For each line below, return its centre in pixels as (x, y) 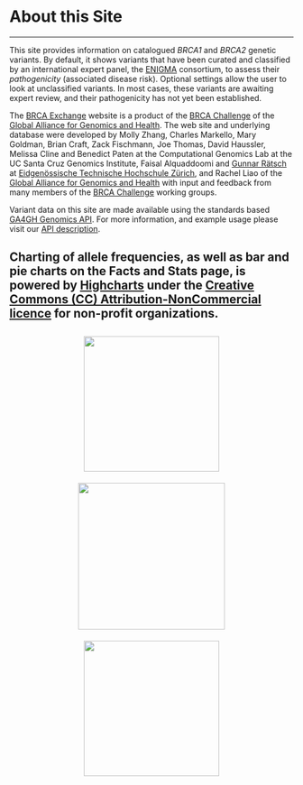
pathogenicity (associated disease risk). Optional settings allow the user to (148, 78)
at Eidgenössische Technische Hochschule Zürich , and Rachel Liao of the (146, 172)
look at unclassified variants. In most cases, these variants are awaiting (142, 88)
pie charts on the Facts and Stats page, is (128, 271)
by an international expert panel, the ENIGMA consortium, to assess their (145, 69)
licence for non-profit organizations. (114, 314)
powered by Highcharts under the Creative (132, 286)
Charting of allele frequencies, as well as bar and (150, 258)
